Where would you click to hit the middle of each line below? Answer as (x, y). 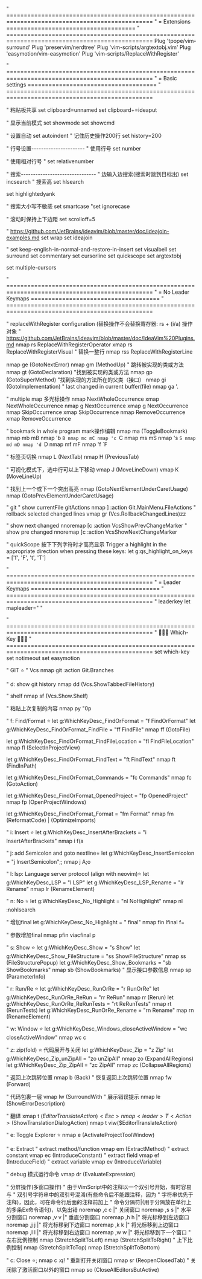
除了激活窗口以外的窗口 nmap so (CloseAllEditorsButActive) (85, 1270)
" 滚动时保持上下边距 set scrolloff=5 (51, 219)
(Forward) (19, 1084)
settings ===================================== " (84, 85)
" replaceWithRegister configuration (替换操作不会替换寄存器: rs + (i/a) (93, 324)
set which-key (172, 652)
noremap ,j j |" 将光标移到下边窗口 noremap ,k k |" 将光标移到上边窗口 (93, 1225)
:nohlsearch (21, 910)
